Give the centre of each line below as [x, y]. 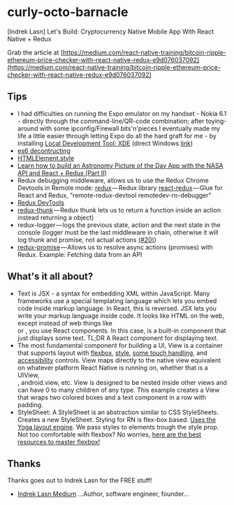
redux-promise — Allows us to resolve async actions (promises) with [115, 247]
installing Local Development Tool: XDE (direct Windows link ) [105, 143]
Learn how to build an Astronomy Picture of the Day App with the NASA [120, 166]
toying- [216, 121]
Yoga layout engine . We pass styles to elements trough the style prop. [118, 427]
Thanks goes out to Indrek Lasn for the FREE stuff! [80, 481]
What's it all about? [50, 277]
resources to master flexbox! [59, 441]
